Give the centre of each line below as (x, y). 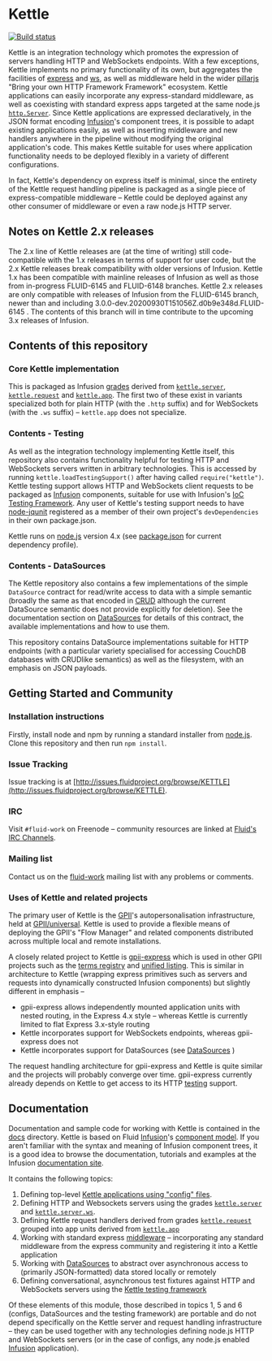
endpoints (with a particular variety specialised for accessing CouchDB (127, 651)
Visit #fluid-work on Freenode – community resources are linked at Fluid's (133, 829)
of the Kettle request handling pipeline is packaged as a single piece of (127, 188)
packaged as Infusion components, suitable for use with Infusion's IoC (126, 494)
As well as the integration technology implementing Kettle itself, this (122, 451)
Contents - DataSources (57, 565)
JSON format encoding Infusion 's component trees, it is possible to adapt (131, 121)
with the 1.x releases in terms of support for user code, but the (152, 260)
